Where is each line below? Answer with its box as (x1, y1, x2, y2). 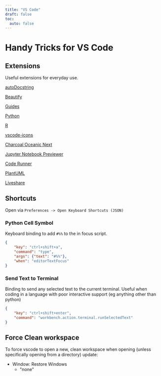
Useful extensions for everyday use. (5, 75, 79, 81)
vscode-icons (5, 132, 33, 138)
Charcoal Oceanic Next (5, 141, 53, 148)
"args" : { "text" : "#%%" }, (14, 254, 67, 259)
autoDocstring (5, 84, 34, 90)
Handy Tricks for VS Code (5, 42, 114, 53)
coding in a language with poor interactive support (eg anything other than (5, 291, 157, 297)
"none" (19, 367, 34, 373)
